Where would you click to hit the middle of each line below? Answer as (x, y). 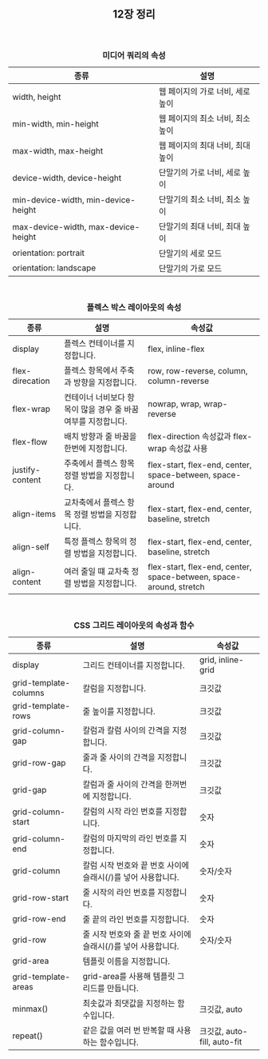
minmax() (30, 1009)
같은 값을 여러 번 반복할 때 (128, 1030)
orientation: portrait (49, 253)
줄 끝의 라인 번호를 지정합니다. (136, 920)
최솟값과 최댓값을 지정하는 (129, 1004)
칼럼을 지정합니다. (114, 689)
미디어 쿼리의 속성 (134, 56)
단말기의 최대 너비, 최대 (200, 226)
